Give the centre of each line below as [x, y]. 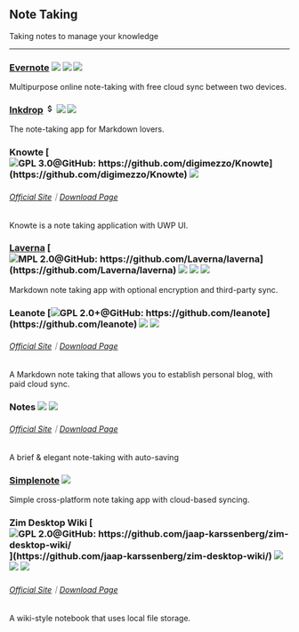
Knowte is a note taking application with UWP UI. [99, 225]
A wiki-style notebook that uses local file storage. [100, 618]
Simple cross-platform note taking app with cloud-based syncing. [129, 500]
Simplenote [35, 480]
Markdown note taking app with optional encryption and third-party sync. [144, 289]
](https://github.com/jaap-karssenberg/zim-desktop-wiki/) [141, 556]
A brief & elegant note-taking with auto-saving [94, 458]
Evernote [29, 68]
